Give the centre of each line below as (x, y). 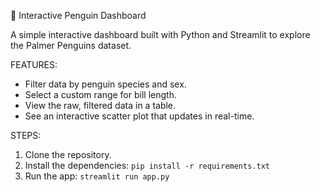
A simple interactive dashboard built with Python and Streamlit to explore (160, 34)
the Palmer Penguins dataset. (71, 45)
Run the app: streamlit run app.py (97, 176)
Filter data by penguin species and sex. (105, 84)
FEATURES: (34, 64)
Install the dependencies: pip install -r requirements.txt (147, 165)
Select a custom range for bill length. (100, 94)
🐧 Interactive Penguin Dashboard (78, 15)
